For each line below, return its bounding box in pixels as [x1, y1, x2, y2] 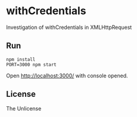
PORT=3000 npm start [6, 61, 57, 67]
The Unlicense [6, 105, 41, 112]
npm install [6, 56, 35, 63]
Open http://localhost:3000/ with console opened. [6, 72, 128, 79]
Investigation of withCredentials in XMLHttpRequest [6, 24, 132, 31]
